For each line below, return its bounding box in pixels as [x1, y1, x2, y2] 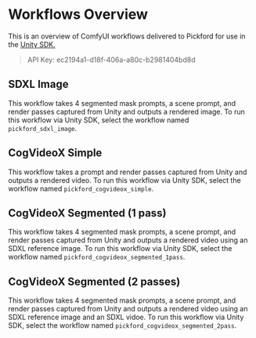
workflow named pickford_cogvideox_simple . [8, 184, 154, 193]
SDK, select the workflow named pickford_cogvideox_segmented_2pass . [8, 321, 237, 330]
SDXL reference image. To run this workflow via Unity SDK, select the [8, 244, 233, 253]
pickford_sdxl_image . [8, 123, 78, 133]
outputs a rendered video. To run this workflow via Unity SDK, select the [8, 175, 241, 185]
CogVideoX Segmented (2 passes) [8, 274, 181, 288]
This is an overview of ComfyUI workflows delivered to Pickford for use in [8, 31, 246, 41]
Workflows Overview [8, 5, 149, 24]
